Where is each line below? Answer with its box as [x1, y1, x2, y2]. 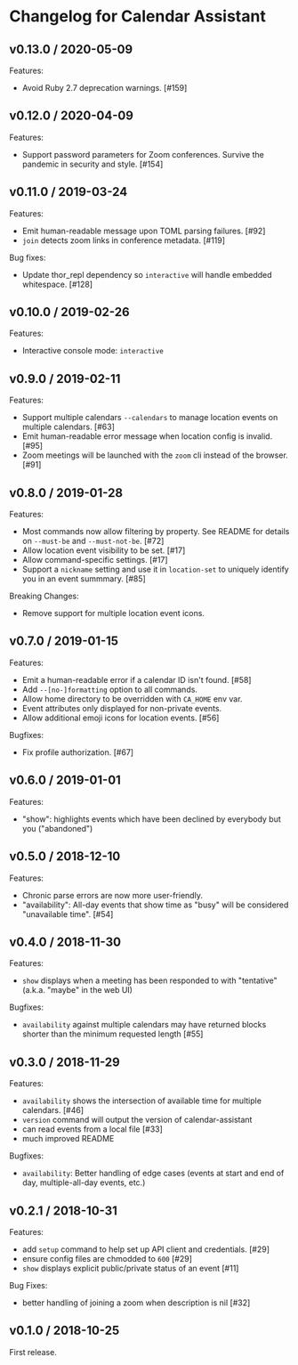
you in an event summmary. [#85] [21, 573, 147, 584]
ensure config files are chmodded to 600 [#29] [21, 1253, 193, 1263]
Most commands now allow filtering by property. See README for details [21, 526, 290, 537]
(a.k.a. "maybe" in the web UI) [21, 985, 133, 995]
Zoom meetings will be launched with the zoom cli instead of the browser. [21, 450, 289, 460]
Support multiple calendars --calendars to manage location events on [21, 412, 278, 423]
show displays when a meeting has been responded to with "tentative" [21, 975, 278, 986]
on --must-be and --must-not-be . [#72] [21, 536, 165, 547]
